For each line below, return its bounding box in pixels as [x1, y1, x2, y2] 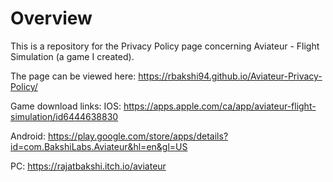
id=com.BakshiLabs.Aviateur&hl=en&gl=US [10, 140, 188, 152]
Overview [10, 7, 93, 30]
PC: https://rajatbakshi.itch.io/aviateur [10, 160, 167, 172]
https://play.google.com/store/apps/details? [47, 130, 229, 142]
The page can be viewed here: [10, 70, 137, 82]
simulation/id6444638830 [10, 110, 119, 122]
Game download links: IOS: [10, 100, 122, 112]
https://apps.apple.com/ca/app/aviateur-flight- [123, 100, 317, 112]
